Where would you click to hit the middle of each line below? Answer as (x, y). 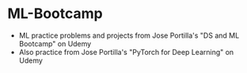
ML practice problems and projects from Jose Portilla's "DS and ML (129, 35)
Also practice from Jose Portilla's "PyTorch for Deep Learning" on (126, 52)
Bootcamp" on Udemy (55, 43)
